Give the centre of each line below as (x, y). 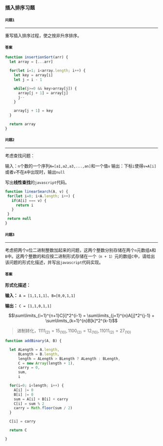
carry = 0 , (29, 368)
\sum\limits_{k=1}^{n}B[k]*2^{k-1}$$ (81, 321)
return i (25, 205)
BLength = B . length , (39, 354)
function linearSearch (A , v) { (37, 191)
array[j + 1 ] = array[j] (43, 93)
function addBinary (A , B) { (33, 341)
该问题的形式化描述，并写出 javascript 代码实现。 (54, 262)
